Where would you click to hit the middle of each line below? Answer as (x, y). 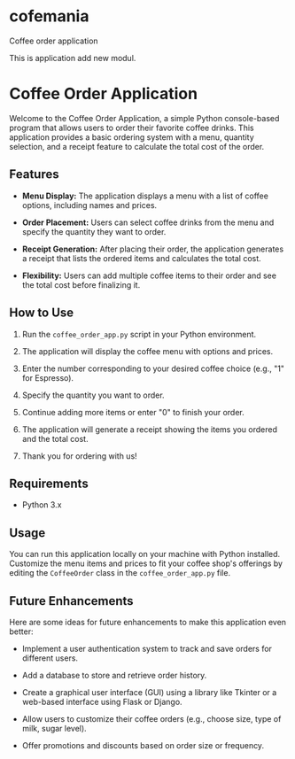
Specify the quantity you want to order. (93, 395)
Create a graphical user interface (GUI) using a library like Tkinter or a (149, 692)
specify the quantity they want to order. (94, 231)
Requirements (49, 483)
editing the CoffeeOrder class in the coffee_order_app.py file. (120, 573)
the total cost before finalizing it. (81, 284)
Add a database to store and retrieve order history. (114, 675)
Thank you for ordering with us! (79, 456)
